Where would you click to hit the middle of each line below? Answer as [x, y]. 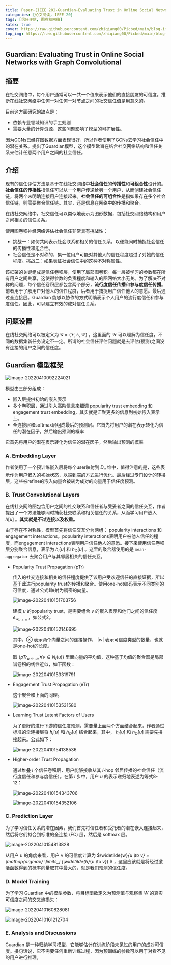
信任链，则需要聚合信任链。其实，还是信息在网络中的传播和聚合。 [74, 203]
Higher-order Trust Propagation [46, 759]
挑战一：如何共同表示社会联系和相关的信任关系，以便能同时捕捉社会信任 [88, 242]
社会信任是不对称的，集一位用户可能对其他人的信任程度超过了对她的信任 [88, 255]
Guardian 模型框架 [34, 365]
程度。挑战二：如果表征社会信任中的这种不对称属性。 [68, 261]
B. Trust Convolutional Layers [42, 495]
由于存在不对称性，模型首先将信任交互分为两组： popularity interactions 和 [83, 530]
